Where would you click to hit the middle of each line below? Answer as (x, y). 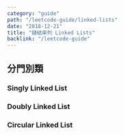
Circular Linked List (40, 125)
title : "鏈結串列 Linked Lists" (51, 33)
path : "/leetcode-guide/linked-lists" (62, 20)
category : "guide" (33, 13)
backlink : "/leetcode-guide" (49, 39)
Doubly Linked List (39, 107)
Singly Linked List (37, 88)
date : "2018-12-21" (35, 26)
